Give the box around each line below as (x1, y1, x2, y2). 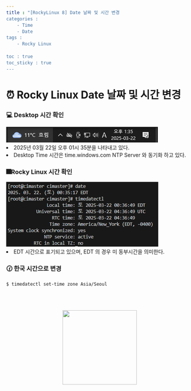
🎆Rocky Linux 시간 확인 (6, 168, 73, 176)
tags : (6, 35, 23, 41)
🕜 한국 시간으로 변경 (6, 265, 62, 273)
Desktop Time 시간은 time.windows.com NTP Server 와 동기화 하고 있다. (14, 152, 186, 159)
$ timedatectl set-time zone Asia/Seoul (6, 281, 108, 287)
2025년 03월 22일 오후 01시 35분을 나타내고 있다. (14, 144, 130, 151)
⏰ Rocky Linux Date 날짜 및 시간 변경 (6, 88, 182, 101)
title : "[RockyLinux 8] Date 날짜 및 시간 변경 (6, 10, 120, 15)
